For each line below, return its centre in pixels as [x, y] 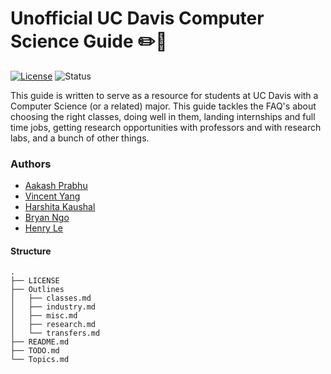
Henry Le [44, 228]
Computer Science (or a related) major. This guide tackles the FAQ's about [163, 106]
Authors [31, 164]
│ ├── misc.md [44, 316]
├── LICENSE [35, 281]
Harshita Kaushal [60, 207]
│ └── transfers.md [55, 333]
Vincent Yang [52, 196]
